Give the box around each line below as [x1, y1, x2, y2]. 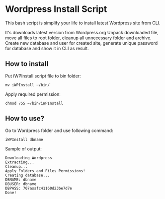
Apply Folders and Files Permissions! [5, 168, 85, 173]
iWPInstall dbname [5, 137, 43, 142]
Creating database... [5, 173, 50, 178]
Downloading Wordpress [5, 155, 52, 160]
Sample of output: [5, 145, 42, 152]
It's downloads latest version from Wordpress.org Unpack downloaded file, [5, 29, 159, 35]
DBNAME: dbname [5, 177, 37, 182]
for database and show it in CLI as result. [5, 45, 89, 51]
